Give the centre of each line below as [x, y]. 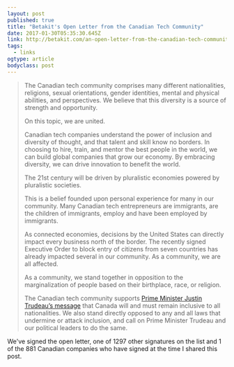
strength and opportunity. [61, 107]
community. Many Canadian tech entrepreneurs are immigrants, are [121, 205]
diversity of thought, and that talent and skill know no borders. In [117, 142]
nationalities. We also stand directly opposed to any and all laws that [122, 313]
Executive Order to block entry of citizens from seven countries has [121, 249]
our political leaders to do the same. [76, 327]
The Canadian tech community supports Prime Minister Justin [113, 298]
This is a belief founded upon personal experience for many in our [119, 198]
